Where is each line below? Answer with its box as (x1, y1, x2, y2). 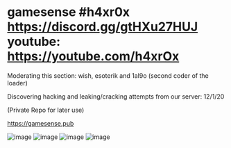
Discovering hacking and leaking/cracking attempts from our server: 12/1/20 (7, 92, 225, 101)
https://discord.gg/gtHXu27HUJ (7, 19, 198, 35)
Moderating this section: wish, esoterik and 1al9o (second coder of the (7, 71, 209, 80)
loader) (7, 79, 28, 87)
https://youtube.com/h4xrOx (7, 49, 180, 65)
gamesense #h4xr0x (7, 4, 130, 20)
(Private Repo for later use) (7, 106, 85, 114)
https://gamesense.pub (7, 119, 74, 127)
